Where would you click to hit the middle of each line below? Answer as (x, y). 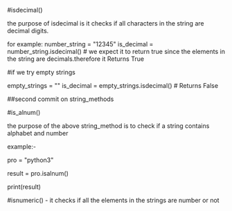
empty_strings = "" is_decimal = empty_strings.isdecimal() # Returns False (113, 85)
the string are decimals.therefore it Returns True (75, 59)
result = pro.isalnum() (38, 173)
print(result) (24, 187)
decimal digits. (28, 31)
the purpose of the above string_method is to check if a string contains (108, 126)
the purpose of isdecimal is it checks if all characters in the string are (106, 23)
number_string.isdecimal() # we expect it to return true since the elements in (116, 52)
